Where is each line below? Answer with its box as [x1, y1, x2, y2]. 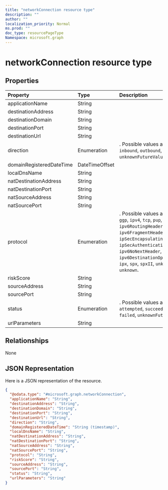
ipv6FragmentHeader [119, 230, 166, 235]
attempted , [119, 305, 144, 312]
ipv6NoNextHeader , [119, 247, 162, 254]
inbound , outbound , [119, 147, 162, 154]
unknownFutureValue [119, 154, 166, 160]
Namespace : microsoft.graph [5, 36, 64, 41]
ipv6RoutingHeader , [119, 222, 164, 229]
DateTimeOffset [77, 161, 115, 168]
